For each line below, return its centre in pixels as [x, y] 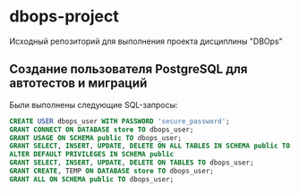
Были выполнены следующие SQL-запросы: [94, 105]
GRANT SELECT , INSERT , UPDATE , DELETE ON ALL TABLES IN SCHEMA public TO [150, 146]
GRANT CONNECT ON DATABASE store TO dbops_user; [102, 130]
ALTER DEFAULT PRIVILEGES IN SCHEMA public [92, 155]
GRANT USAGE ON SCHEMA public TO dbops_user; [95, 138]
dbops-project [64, 17]
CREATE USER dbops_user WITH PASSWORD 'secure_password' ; [120, 121]
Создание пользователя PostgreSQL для [128, 69]
